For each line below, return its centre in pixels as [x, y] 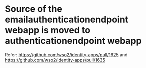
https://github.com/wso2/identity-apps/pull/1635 [55, 60]
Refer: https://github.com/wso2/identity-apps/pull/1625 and [66, 55]
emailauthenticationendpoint [67, 20]
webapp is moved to [48, 30]
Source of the [34, 9]
